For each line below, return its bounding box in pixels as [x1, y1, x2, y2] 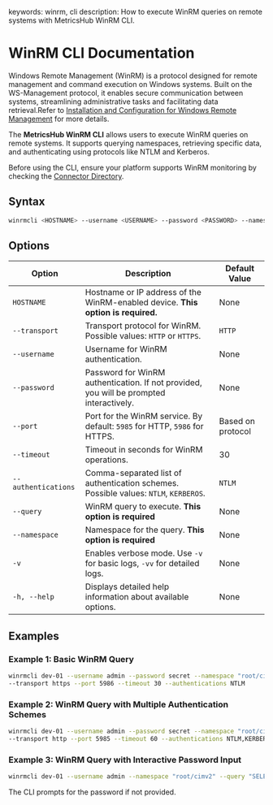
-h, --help [12, 592, 54, 602]
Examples [8, 629, 59, 643]
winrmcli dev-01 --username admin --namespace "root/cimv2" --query [8, 773, 245, 781]
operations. [84, 454, 128, 465]
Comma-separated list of [84, 467, 183, 478]
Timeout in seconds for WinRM [84, 444, 203, 456]
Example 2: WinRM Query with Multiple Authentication [8, 699, 229, 710]
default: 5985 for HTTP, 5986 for [84, 421, 204, 432]
